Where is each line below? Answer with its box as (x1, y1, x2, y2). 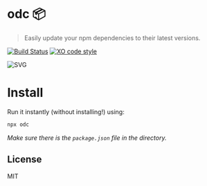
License (7, 154, 42, 165)
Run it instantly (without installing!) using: (7, 107, 125, 115)
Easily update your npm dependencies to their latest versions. (24, 33, 201, 42)
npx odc (7, 121, 30, 128)
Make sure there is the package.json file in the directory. (7, 133, 167, 142)
